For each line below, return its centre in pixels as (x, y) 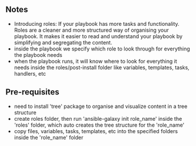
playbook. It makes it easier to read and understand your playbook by (98, 36)
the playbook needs (38, 55)
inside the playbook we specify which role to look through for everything (102, 49)
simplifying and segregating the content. (63, 42)
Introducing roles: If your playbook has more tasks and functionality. (97, 23)
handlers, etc (30, 73)
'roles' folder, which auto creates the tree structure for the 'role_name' (99, 125)
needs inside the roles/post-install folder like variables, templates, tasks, (102, 67)
